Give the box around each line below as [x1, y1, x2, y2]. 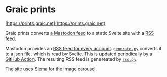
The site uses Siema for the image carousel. [5, 66, 97, 72]
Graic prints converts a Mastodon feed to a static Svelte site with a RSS [5, 30, 154, 36]
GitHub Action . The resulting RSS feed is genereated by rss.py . [5, 56, 138, 62]
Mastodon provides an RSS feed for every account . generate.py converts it [5, 45, 162, 51]
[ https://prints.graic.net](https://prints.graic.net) [5, 20, 106, 26]
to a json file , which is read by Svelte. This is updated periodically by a [5, 51, 152, 57]
